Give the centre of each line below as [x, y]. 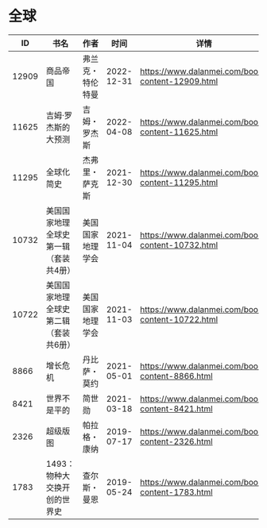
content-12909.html [179, 81]
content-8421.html [176, 408]
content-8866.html [176, 376]
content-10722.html [179, 319]
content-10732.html [179, 245]
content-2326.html [176, 441]
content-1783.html [176, 491]
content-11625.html [179, 132]
